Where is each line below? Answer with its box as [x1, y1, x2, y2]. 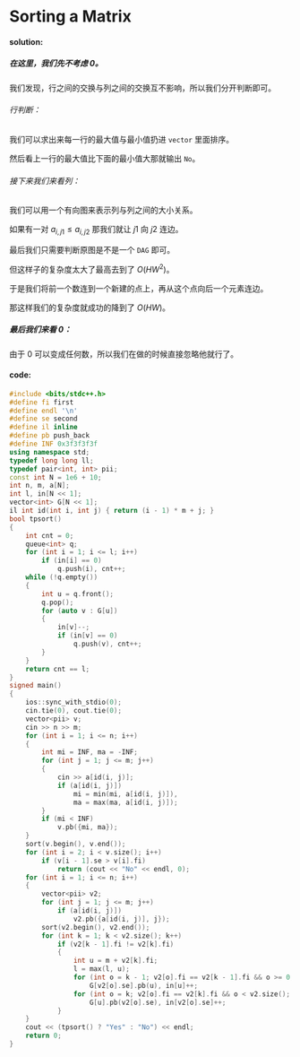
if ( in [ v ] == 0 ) [56, 631, 118, 640]
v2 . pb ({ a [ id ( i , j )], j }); [73, 914, 170, 923]
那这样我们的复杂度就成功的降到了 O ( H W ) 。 [9, 302, 171, 313]
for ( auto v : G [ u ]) [41, 606, 118, 615]
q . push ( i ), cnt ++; [56, 565, 126, 574]
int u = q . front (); [41, 589, 115, 598]
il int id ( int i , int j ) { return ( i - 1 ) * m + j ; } [9, 507, 215, 516]
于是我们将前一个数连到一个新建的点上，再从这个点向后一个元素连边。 [9, 282, 269, 293]
